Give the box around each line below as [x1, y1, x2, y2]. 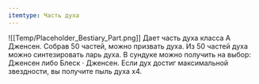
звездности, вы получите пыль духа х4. [8, 66, 143, 75]
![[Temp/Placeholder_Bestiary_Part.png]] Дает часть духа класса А [8, 33, 231, 42]
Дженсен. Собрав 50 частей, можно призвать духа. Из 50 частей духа [8, 41, 248, 51]
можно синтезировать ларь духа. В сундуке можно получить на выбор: [8, 49, 252, 59]
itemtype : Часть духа [8, 11, 80, 20]
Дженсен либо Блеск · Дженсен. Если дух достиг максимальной [8, 58, 229, 68]
